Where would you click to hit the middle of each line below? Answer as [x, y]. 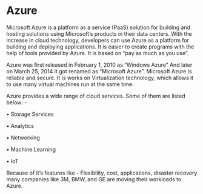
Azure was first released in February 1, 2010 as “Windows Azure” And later [99, 65]
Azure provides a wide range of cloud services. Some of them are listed [96, 96]
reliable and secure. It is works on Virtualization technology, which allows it [100, 78]
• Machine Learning [31, 149]
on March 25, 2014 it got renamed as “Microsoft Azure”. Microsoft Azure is [99, 71]
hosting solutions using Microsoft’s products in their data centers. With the [99, 33]
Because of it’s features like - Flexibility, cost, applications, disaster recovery [102, 173]
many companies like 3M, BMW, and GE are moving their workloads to [94, 179]
